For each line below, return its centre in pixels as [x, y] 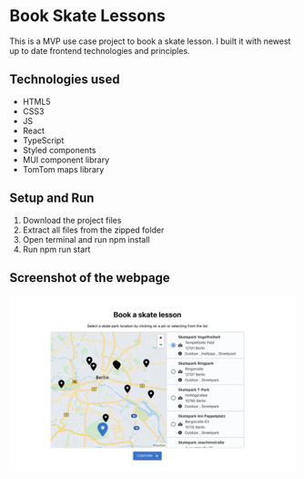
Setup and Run [52, 198]
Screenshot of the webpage [90, 278]
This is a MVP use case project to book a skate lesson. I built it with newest [150, 41]
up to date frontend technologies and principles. [100, 50]
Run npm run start [56, 249]
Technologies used [65, 80]
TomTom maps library [63, 169]
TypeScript [43, 140]
